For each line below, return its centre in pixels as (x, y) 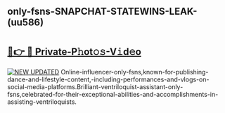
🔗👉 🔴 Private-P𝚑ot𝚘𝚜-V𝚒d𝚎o (75, 52)
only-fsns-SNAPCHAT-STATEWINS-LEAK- (102, 12)
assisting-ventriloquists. (42, 102)
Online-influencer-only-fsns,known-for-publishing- (135, 72)
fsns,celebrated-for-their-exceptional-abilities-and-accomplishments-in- (113, 94)
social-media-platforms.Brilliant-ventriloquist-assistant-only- (95, 87)
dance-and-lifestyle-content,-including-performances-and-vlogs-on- (108, 79)
